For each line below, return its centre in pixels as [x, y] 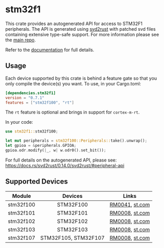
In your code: [19, 122]
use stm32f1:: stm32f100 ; [32, 131]
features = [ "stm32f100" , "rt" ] [40, 103]
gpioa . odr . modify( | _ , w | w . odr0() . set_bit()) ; [56, 150]
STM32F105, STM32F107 [72, 238]
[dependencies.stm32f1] [31, 93]
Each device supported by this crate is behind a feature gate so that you [81, 78]
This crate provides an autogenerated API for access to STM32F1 [74, 24]
